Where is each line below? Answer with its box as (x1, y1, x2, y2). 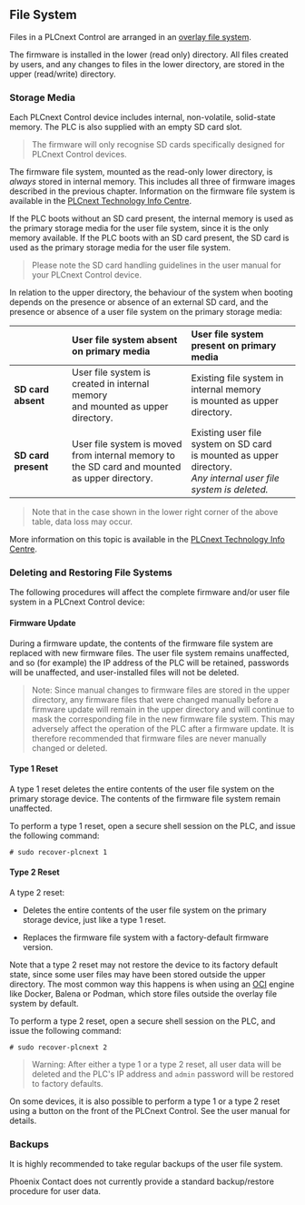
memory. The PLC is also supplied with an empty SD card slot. (9, 122, 242, 133)
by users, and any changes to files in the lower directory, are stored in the (9, 58, 285, 69)
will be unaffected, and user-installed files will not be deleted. (9, 666, 240, 677)
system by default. (9, 998, 79, 1009)
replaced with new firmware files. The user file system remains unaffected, (9, 647, 290, 658)
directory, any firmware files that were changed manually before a (31, 694, 279, 704)
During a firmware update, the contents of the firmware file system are (9, 637, 274, 649)
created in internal (72, 378, 150, 390)
